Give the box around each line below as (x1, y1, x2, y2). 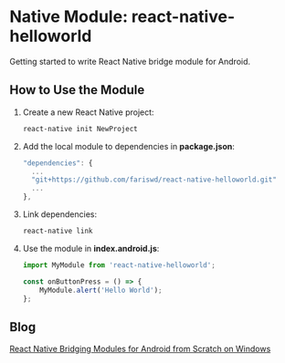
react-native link (22, 226, 93, 235)
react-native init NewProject (22, 124, 139, 133)
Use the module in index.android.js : (22, 243, 160, 254)
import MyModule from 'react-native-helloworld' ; (22, 260, 216, 270)
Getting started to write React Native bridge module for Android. (9, 56, 251, 67)
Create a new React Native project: (22, 107, 154, 118)
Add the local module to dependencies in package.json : (22, 140, 236, 151)
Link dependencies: (22, 209, 98, 220)
